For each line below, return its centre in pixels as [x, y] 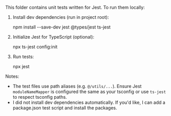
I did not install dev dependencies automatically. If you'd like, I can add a [89, 102]
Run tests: [23, 56]
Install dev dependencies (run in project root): [61, 17]
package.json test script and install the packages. [65, 108]
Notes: [12, 76]
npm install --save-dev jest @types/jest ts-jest [62, 27]
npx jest [21, 66]
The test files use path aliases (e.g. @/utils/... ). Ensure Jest [77, 86]
